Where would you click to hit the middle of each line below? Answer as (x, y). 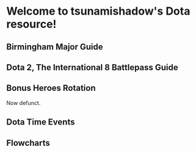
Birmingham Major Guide (55, 47)
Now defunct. (24, 103)
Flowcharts (28, 143)
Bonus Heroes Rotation (51, 88)
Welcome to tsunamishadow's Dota (98, 11)
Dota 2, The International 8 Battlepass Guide (92, 67)
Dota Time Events (41, 122)
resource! (31, 24)
